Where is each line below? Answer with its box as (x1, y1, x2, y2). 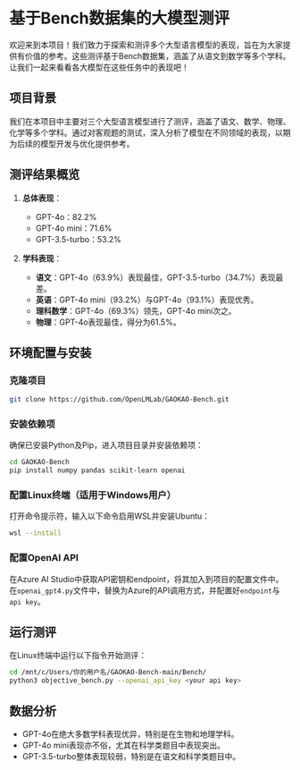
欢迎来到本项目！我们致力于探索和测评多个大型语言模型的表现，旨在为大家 (9, 39, 283, 50)
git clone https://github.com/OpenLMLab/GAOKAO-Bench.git (9, 395, 229, 404)
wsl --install (9, 529, 62, 537)
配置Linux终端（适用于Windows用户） (9, 489, 177, 502)
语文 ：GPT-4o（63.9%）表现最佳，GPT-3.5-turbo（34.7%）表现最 (35, 272, 284, 283)
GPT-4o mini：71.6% (35, 223, 112, 233)
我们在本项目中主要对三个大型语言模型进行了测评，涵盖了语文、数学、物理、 (9, 115, 291, 126)
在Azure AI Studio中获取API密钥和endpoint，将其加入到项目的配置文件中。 (9, 573, 284, 584)
